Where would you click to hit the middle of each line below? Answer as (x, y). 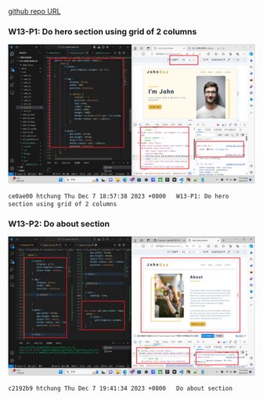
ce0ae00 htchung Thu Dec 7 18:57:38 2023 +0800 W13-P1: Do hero (119, 196)
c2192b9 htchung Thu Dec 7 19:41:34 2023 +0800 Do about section (121, 388)
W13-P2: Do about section (59, 224)
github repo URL (34, 11)
